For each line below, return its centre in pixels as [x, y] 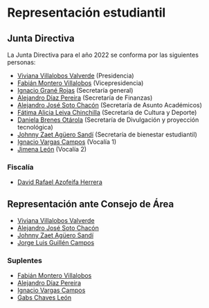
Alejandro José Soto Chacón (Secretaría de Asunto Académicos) [110, 105]
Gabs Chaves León [44, 298]
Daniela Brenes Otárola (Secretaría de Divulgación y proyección [108, 120]
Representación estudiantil [87, 13]
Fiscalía [20, 167]
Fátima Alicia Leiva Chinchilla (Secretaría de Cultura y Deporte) [107, 112]
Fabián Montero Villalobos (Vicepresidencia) [80, 83]
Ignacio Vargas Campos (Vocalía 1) [67, 142]
